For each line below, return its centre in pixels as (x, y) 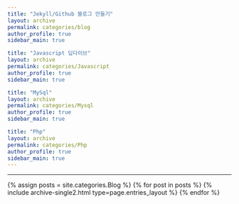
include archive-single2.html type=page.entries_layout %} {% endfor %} (114, 193)
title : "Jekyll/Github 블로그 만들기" (60, 14)
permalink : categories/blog (49, 27)
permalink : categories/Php (47, 145)
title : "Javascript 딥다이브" (49, 53)
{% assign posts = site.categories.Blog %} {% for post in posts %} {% (110, 185)
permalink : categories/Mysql (51, 106)
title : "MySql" (30, 92)
